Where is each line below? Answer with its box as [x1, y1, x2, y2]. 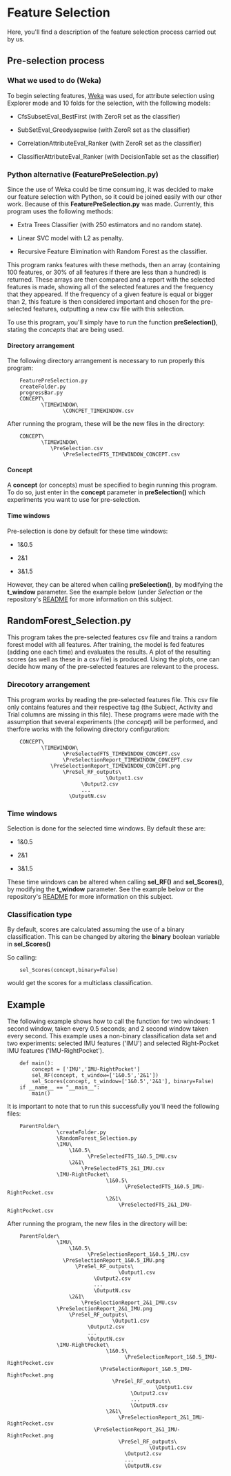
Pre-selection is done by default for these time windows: [7, 527, 168, 535]
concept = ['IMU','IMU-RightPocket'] [32, 1066, 140, 1073]
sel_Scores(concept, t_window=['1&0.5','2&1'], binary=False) [32, 1078, 214, 1085]
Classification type [7, 909, 72, 919]
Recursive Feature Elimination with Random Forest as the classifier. [17, 247, 208, 255]
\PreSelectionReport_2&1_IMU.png [56, 1305, 153, 1312]
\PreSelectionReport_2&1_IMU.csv [81, 1299, 177, 1306]
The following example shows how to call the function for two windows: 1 [7, 1017, 215, 1026]
